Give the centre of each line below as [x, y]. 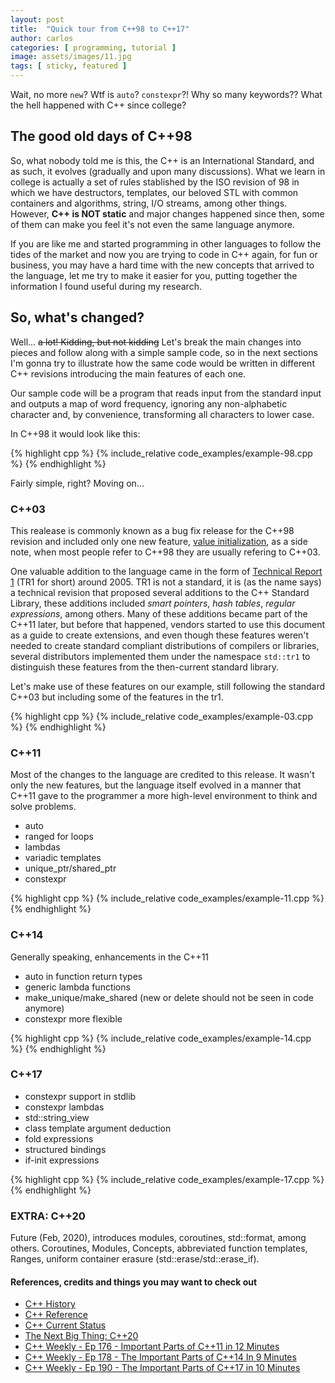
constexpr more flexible [73, 1018]
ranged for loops [59, 837]
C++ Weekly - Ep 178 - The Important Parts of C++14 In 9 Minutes [160, 1357]
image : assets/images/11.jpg [71, 57]
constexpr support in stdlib [80, 1096]
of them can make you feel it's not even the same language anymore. [152, 224]
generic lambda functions [77, 987]
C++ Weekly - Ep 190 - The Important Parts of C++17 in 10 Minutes [162, 1368]
